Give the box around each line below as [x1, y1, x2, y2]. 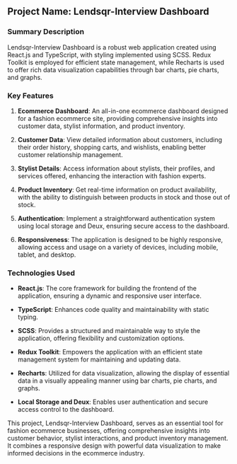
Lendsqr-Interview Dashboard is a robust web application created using [7, 42, 217, 52]
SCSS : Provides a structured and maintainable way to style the [17, 327, 200, 335]
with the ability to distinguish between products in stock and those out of [17, 192, 231, 201]
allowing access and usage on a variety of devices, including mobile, [17, 243, 219, 251]
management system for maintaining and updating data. [17, 355, 181, 364]
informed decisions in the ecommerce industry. [7, 449, 145, 458]
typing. [17, 313, 39, 321]
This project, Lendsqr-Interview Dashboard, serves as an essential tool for [7, 419, 224, 427]
